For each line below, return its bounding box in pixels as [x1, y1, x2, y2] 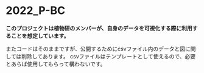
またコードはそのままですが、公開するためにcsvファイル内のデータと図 [5, 45, 185, 52]
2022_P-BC [5, 4, 65, 18]
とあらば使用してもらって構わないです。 [5, 60, 106, 68]
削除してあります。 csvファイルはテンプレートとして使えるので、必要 [21, 52, 196, 60]
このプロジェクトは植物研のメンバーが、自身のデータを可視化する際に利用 [5, 24, 192, 32]
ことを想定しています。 [10, 32, 69, 40]
